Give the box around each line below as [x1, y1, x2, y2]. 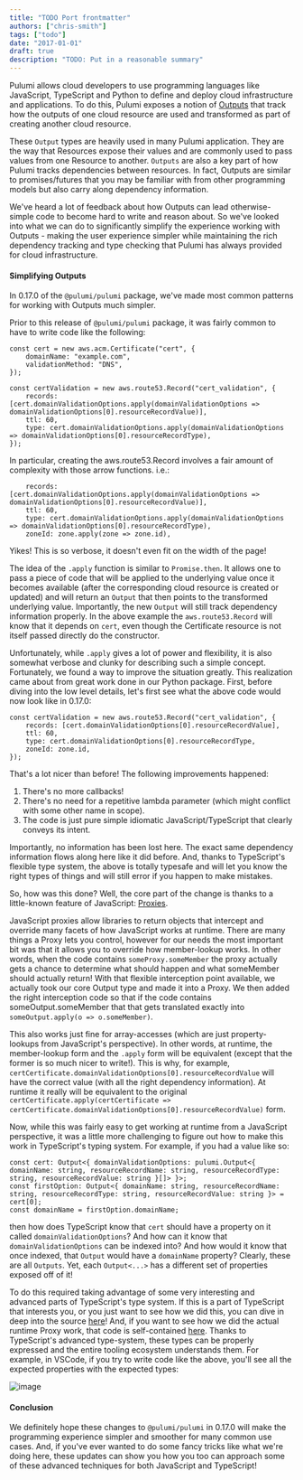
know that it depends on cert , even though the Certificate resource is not [9, 621, 281, 632]
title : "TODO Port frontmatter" [9, 13, 131, 23]
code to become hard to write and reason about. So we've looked [35, 211, 280, 221]
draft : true [9, 47, 54, 56]
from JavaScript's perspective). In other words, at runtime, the [41, 1038, 273, 1049]
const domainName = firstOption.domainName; [9, 1205, 179, 1215]
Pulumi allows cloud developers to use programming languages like [9, 80, 260, 90]
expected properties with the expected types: [9, 1363, 179, 1374]
